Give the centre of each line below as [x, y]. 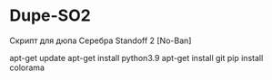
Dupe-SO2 [50, 16]
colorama [27, 67]
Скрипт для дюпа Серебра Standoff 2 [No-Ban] [101, 40]
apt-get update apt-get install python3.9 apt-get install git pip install [136, 58]
